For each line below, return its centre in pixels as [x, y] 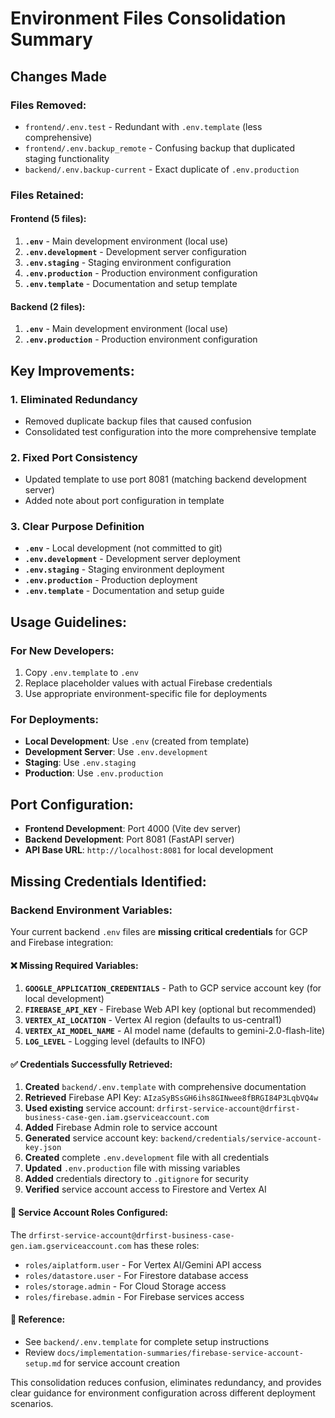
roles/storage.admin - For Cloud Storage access [125, 1286]
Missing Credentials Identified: [108, 881]
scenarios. [32, 1403]
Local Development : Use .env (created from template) [137, 741]
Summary [51, 39]
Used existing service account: [89, 1108]
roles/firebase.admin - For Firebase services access [134, 1296]
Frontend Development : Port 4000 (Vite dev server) [133, 829]
